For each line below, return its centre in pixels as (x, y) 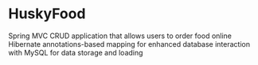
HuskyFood (47, 14)
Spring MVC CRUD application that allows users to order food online (120, 36)
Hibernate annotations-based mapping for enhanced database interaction (129, 44)
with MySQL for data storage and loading (76, 52)
